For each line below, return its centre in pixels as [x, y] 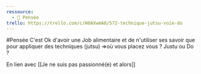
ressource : [20, 12]
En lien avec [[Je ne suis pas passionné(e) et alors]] [71, 64]
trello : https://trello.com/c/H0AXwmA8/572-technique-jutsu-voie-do [94, 23]
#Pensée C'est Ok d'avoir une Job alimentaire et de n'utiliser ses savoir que [101, 40]
